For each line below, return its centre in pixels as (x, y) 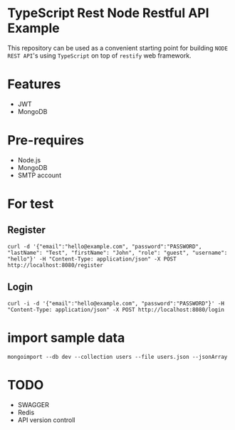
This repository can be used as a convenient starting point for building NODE (117, 48)
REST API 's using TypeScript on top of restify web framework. (99, 56)
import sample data (66, 338)
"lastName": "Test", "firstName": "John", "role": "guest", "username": (117, 253)
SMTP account (40, 175)
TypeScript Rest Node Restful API (108, 13)
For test (31, 204)
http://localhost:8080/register (55, 265)
